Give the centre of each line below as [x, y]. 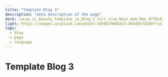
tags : [11, 28]
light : [12, 24]
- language [21, 42]
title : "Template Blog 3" [32, 10]
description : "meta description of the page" [53, 14]
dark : [11, 19]
